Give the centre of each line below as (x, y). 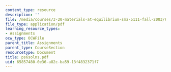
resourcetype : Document (31, 52)
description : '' (22, 15)
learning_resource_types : (33, 29)
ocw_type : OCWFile (25, 39)
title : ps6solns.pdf (27, 57)
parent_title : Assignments (34, 43)
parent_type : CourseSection (35, 48)
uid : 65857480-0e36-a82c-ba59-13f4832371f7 (52, 62)
